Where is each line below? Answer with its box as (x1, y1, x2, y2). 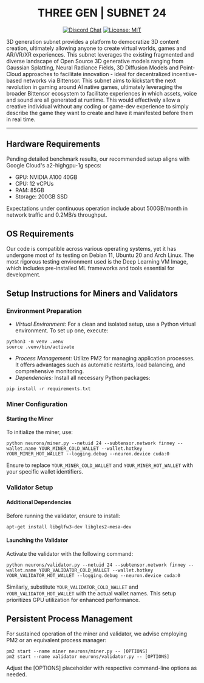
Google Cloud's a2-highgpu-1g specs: (6, 161, 102, 169)
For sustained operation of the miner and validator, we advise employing (6, 630, 187, 637)
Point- (180, 64, 195, 71)
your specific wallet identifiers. (6, 468, 84, 475)
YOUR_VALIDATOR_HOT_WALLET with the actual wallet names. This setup (6, 589, 177, 597)
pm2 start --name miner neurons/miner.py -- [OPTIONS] (6, 648, 148, 654)
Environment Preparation (6, 306, 82, 315)
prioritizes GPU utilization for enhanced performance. (6, 596, 140, 603)
